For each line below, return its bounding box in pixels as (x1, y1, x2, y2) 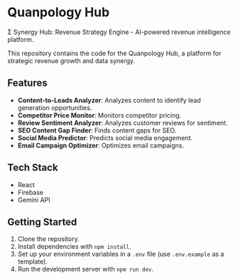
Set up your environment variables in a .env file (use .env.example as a (17, 250, 225, 259)
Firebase (17, 188, 44, 196)
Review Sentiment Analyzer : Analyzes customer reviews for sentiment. (17, 118, 228, 127)
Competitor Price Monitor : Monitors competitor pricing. (17, 111, 182, 119)
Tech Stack (7, 162, 58, 174)
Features (7, 77, 48, 89)
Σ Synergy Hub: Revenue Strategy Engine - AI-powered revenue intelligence (7, 28, 231, 36)
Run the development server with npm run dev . (17, 265, 154, 274)
